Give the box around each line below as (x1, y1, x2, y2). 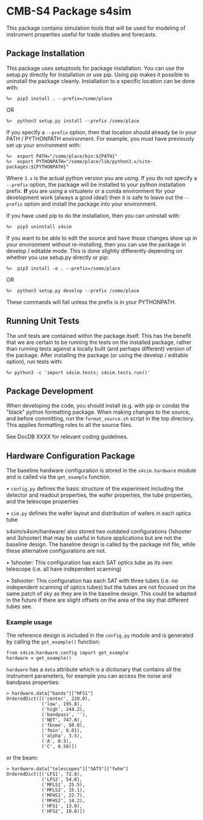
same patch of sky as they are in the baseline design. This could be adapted (6, 590, 197, 597)
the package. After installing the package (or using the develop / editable (6, 351, 188, 358)
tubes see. (6, 603, 33, 610)
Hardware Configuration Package (6, 451, 135, 461)
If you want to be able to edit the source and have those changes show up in (6, 234, 198, 241)
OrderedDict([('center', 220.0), (6, 696, 91, 702)
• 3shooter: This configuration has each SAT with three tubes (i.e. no (6, 577, 178, 585)
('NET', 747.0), (41, 717, 83, 723)
